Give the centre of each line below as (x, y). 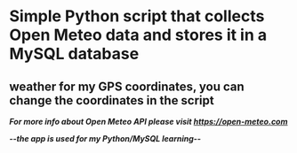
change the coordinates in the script (112, 100)
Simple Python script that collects (137, 16)
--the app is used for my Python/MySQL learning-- (105, 138)
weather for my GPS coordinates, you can (127, 86)
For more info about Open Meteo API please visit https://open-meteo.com (148, 122)
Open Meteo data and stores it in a (138, 35)
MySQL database (74, 54)
